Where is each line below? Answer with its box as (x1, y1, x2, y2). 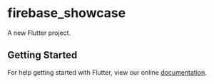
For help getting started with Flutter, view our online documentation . (7, 68, 207, 76)
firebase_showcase (7, 5, 126, 21)
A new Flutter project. (7, 28, 71, 37)
